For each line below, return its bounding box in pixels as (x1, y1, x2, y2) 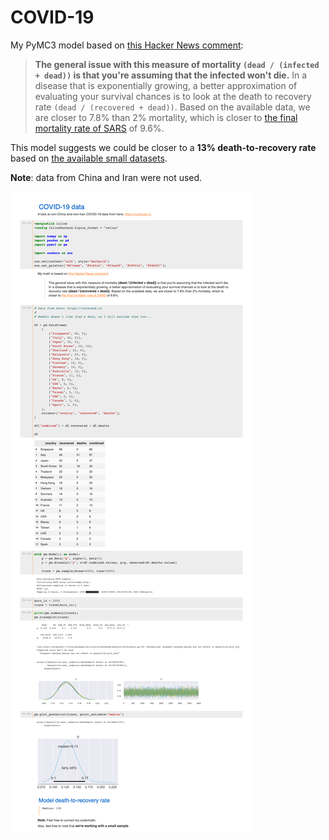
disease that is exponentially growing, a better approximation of (34, 79, 298, 91)
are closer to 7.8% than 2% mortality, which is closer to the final (34, 111, 298, 123)
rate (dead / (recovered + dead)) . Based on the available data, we (34, 101, 311, 113)
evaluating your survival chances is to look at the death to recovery (34, 90, 312, 102)
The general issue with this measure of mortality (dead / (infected (34, 58, 320, 70)
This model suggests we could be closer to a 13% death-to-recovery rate (10, 141, 317, 153)
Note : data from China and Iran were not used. (10, 171, 203, 183)
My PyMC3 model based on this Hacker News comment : (10, 39, 244, 51)
